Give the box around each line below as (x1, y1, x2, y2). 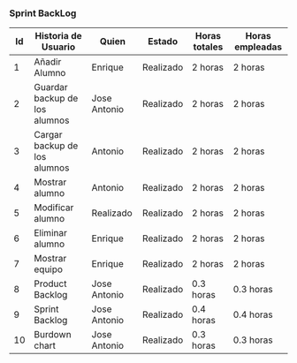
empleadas (233, 41, 283, 53)
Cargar (34, 129, 63, 141)
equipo (34, 263, 64, 276)
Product (34, 277, 67, 290)
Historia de (34, 30, 82, 42)
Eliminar (34, 227, 68, 239)
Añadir (34, 56, 62, 68)
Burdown (34, 329, 72, 341)
